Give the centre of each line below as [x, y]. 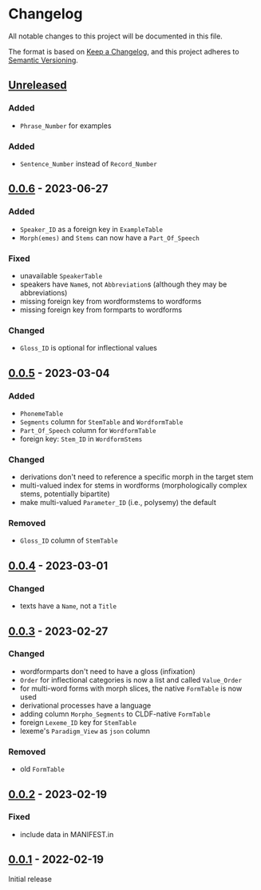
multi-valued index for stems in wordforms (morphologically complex [133, 486]
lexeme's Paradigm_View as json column [85, 731]
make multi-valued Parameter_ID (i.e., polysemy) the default [118, 503]
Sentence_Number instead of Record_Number [88, 163]
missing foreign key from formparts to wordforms [101, 310]
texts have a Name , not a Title [68, 606]
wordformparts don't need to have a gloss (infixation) [107, 671]
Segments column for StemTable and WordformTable [101, 422]
